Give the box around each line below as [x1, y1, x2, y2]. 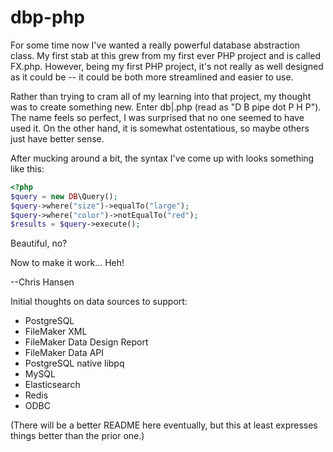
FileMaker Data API [24, 347, 105, 359]
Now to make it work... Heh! [10, 257, 125, 269]
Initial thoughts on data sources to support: [10, 296, 188, 308]
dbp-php [10, 6, 85, 29]
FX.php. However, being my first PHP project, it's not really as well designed [10, 60, 324, 72]
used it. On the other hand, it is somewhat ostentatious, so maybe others [10, 122, 310, 134]
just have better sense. [10, 132, 105, 145]
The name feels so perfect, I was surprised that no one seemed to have [10, 111, 305, 123]
